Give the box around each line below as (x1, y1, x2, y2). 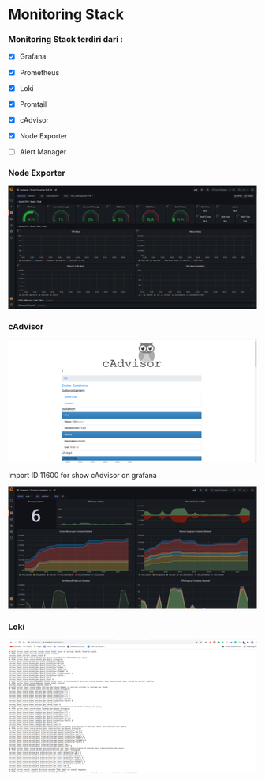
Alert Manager (19, 146, 67, 156)
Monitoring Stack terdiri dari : (8, 34, 124, 45)
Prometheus (19, 67, 60, 77)
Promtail (19, 99, 47, 108)
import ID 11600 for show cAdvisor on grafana (8, 470, 158, 480)
